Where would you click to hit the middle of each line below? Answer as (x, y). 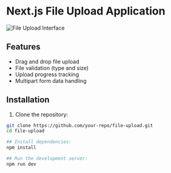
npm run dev (21, 164)
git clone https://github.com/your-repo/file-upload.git (80, 125)
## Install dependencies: (39, 142)
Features (23, 47)
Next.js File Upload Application (86, 11)
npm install (21, 148)
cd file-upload (25, 131)
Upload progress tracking (47, 74)
